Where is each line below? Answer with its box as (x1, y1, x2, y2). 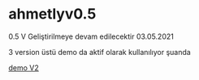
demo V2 (8, 62, 39, 73)
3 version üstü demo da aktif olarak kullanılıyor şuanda (8, 47, 191, 57)
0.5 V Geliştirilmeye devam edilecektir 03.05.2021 (8, 32, 175, 41)
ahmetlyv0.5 (8, 5, 97, 23)
